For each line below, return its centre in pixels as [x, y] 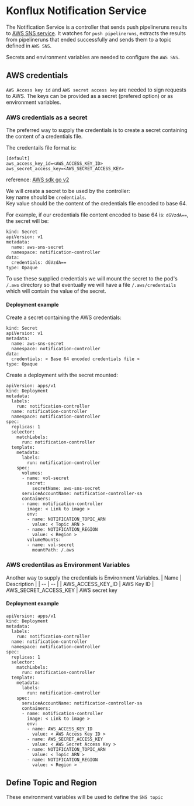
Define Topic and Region [52, 783]
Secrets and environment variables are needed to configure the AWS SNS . [93, 57]
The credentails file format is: [41, 148]
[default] [18, 159]
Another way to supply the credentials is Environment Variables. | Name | [94, 578]
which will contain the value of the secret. [56, 291]
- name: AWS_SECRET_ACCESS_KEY [65, 739]
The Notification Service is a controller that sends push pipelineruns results [97, 27]
